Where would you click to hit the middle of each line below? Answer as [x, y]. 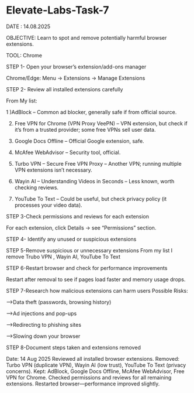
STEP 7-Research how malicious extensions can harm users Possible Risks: [97, 291]
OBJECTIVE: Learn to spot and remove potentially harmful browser [86, 37]
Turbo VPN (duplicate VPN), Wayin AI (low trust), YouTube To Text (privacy [96, 365]
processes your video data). [49, 205]
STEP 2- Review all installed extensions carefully [65, 89]
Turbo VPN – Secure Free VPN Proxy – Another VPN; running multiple [98, 163]
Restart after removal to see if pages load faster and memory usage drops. [96, 279]
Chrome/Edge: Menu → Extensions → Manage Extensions [76, 78]
